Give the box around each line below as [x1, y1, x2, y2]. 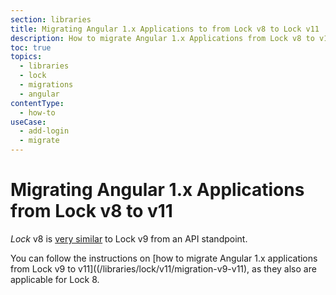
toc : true [10, 42, 52, 53]
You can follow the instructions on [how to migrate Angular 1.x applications [10, 252, 318, 264]
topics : [10, 52, 43, 62]
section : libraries [10, 14, 92, 25]
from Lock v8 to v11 [10, 200, 173, 223]
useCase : [10, 117, 47, 127]
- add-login [19, 126, 70, 136]
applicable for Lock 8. [10, 273, 100, 285]
